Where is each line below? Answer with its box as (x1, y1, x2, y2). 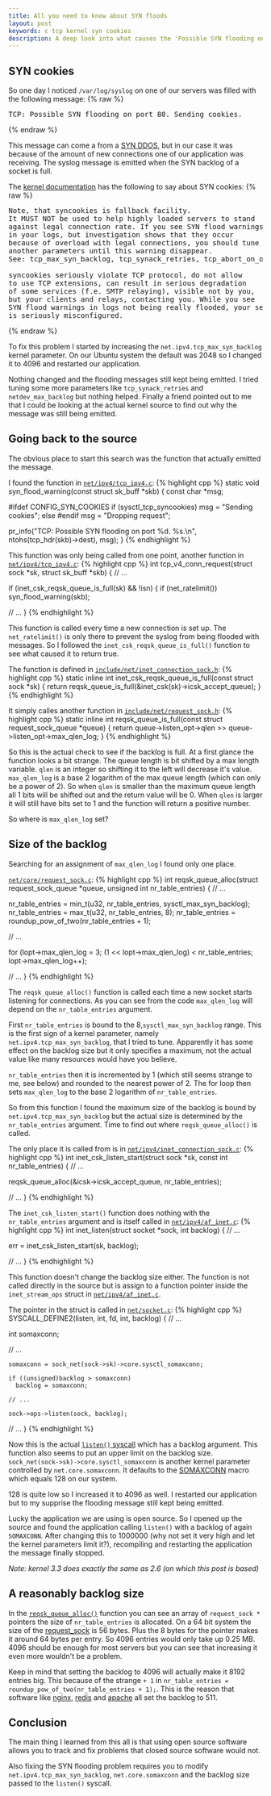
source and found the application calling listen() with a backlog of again (8, 1522, 252, 1531)
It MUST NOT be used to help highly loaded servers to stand (8, 215, 256, 223)
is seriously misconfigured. (8, 311, 123, 320)
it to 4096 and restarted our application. (8, 359, 141, 369)
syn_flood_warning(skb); (8, 591, 90, 601)
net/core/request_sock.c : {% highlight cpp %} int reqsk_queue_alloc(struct (8, 875, 259, 884)
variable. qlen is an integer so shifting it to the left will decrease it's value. (8, 764, 252, 774)
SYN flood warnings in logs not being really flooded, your (8, 303, 252, 312)
